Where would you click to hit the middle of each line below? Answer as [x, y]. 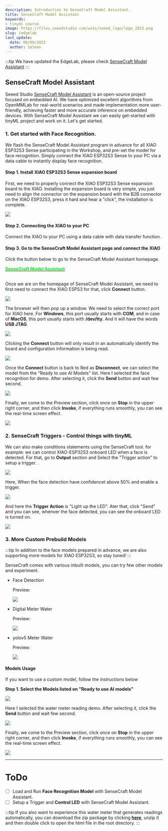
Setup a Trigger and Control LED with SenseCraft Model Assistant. [81, 802]
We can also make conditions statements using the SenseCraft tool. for [78, 447]
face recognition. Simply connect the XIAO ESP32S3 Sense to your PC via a [83, 155]
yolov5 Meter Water [33, 638]
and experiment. [22, 570]
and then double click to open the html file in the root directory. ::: [72, 823]
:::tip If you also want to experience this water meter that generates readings [84, 812]
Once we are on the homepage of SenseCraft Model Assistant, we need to [82, 284]
